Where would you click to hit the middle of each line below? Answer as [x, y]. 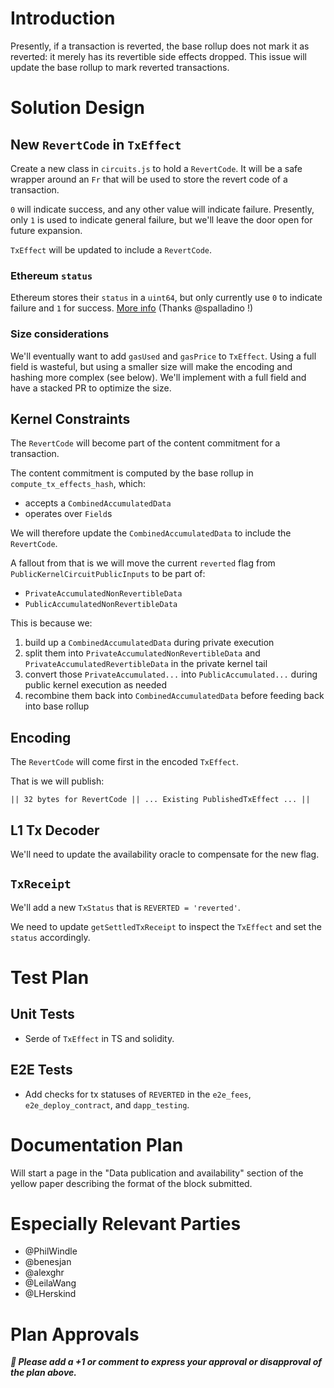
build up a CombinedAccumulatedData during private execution [149, 643]
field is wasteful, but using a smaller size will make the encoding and [151, 366]
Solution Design [77, 108]
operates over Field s [68, 514]
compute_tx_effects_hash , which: [78, 484]
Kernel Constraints [70, 418]
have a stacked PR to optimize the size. [91, 388]
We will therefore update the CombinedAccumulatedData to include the [151, 533]
